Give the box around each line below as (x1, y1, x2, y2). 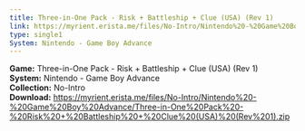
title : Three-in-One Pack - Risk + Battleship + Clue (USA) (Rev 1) (9, 13, 274, 23)
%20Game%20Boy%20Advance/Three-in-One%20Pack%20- (9, 101, 244, 113)
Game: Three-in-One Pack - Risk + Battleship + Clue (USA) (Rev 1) (9, 63, 259, 74)
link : (9, 22, 30, 31)
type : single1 (9, 30, 64, 39)
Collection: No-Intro (9, 82, 86, 93)
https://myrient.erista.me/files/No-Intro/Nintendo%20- (53, 92, 257, 103)
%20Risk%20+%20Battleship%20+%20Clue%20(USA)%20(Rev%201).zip (9, 111, 290, 122)
